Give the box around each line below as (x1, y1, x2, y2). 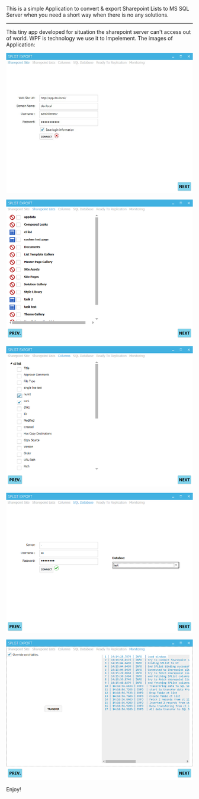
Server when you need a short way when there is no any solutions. (6, 11, 169, 18)
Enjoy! (6, 786, 22, 792)
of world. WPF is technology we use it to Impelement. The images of (6, 35, 173, 42)
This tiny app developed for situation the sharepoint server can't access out (6, 29, 191, 35)
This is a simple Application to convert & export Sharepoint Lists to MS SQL (6, 5, 190, 12)
